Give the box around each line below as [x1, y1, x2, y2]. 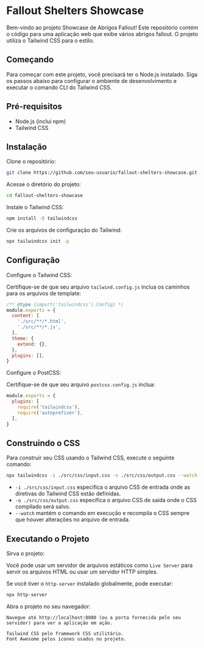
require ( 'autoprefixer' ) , [17, 409, 83, 416]
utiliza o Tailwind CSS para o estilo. [6, 37, 94, 44]
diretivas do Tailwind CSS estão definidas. [15, 490, 121, 497]
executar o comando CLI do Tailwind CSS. [6, 84, 112, 91]
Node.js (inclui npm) [15, 117, 66, 125]
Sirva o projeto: [6, 550, 45, 557]
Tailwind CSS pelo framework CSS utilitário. [6, 630, 124, 636]
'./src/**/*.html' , [17, 319, 67, 325]
